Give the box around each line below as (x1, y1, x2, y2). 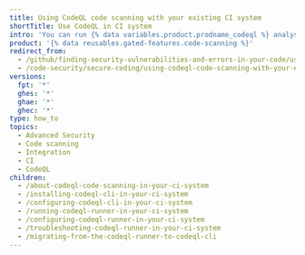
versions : (9, 72, 47, 81)
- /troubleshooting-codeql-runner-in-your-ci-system (17, 223, 221, 232)
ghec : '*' (17, 106, 54, 115)
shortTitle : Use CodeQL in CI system (9, 22, 152, 31)
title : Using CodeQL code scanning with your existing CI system (9, 13, 261, 23)
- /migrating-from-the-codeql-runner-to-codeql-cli (17, 231, 218, 241)
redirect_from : (9, 47, 67, 56)
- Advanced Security (17, 131, 95, 140)
